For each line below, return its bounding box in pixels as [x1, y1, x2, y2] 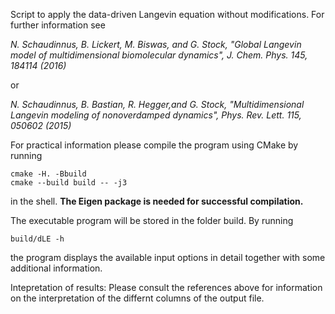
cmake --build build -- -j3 [10, 178, 128, 188]
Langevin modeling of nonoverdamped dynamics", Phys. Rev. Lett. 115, [10, 109, 302, 121]
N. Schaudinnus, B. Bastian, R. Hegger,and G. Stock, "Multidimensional [10, 99, 305, 110]
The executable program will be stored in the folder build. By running [10, 215, 294, 226]
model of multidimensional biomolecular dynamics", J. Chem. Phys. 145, [10, 49, 308, 61]
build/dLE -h [10, 234, 65, 244]
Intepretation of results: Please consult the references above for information [10, 282, 323, 293]
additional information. [10, 262, 103, 274]
